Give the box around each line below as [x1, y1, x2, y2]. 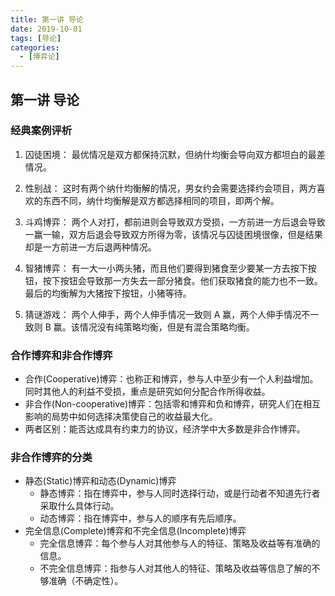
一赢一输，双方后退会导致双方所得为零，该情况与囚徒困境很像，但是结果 [24, 228, 323, 240]
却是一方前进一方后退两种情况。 [24, 241, 157, 253]
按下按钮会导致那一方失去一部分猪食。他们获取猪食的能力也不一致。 [42, 274, 323, 286]
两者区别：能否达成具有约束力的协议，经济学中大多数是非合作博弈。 [24, 423, 306, 435]
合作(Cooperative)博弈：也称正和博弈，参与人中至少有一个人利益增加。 [24, 373, 319, 385]
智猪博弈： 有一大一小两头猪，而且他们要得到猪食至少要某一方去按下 [24, 262, 308, 274]
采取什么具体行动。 [39, 500, 120, 512]
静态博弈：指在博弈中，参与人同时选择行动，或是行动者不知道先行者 [39, 487, 321, 500]
